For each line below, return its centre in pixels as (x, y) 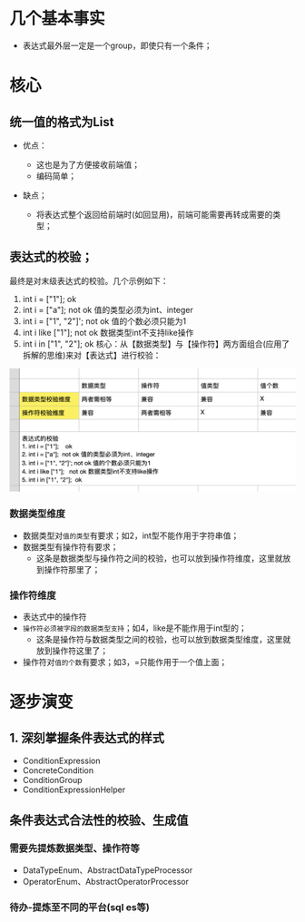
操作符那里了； (72, 569)
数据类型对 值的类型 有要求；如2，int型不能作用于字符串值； (131, 535)
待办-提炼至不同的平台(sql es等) (79, 907)
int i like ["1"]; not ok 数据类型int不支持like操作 (108, 332)
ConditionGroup (53, 780)
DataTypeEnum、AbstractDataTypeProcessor (108, 870)
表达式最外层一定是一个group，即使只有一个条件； (117, 45)
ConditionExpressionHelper (74, 790)
